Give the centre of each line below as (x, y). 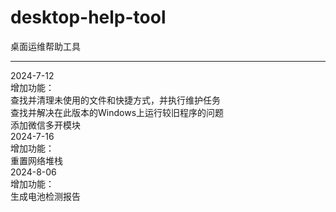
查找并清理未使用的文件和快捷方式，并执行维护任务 (115, 100)
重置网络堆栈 (36, 160)
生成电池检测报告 (45, 196)
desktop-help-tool (88, 17)
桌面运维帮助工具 (45, 46)
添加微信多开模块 (45, 125)
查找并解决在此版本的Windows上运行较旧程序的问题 (117, 112)
